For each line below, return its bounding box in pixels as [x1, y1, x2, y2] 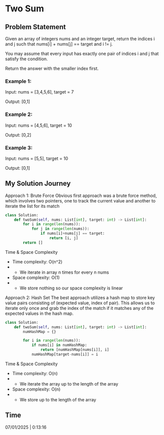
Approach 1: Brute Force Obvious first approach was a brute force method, [5, 193, 157, 198]
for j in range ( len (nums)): [31, 226, 90, 232]
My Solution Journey [5, 179, 71, 188]
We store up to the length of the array [19, 396, 96, 402]
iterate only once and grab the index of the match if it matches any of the [5, 305, 154, 311]
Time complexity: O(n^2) [12, 258, 63, 265]
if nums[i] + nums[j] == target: [40, 231, 105, 236]
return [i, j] [49, 236, 79, 241]
